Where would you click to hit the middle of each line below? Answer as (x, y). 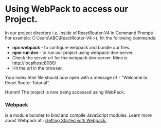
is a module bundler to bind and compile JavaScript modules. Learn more (79, 115)
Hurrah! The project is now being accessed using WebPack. (65, 92)
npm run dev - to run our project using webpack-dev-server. (73, 53)
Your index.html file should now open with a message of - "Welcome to (76, 77)
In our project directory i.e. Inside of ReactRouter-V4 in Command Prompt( (80, 33)
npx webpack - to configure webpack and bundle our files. (71, 47)
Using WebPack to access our (67, 9)
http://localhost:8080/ (34, 63)
